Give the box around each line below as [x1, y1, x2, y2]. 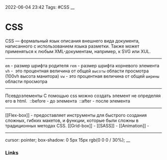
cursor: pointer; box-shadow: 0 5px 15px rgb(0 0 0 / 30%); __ [5, 137, 130, 143]
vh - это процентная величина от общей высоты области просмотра [5, 68, 149, 74]
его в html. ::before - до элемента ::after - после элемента [5, 98, 130, 104]
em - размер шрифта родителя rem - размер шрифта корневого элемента [5, 62, 160, 68]
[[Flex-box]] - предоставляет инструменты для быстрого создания [5, 112, 147, 118]
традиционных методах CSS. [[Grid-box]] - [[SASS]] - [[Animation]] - [5, 122, 149, 128]
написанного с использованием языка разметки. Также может [5, 43, 140, 49]
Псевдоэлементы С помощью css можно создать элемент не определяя [5, 93, 161, 99]
